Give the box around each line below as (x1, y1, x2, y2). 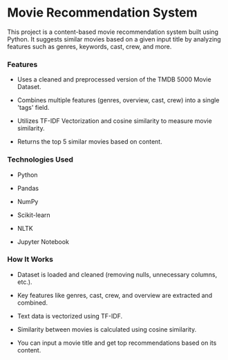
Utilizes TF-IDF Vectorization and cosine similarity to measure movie (17, 117, 212, 125)
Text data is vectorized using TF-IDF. (17, 312, 123, 320)
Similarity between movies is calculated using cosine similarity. (17, 325, 197, 333)
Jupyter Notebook (17, 237, 69, 246)
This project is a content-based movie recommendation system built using (7, 28, 219, 36)
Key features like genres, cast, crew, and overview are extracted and (17, 291, 213, 299)
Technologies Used (7, 155, 74, 164)
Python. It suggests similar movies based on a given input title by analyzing (7, 35, 221, 43)
